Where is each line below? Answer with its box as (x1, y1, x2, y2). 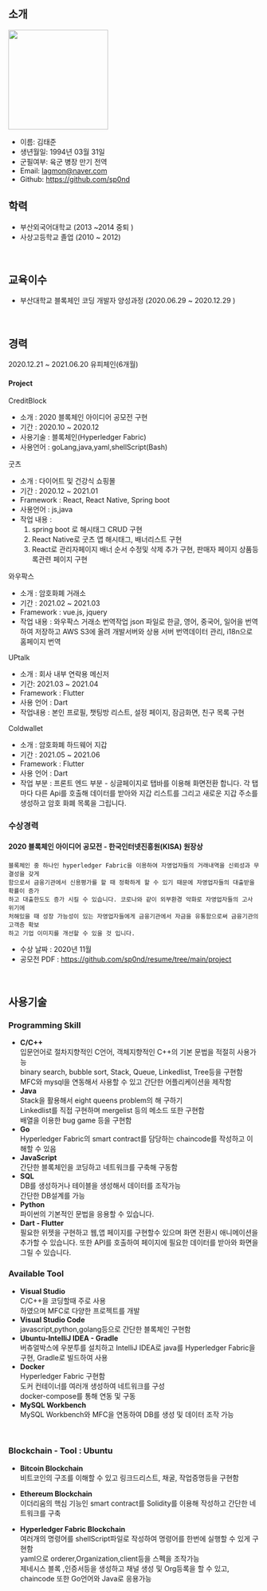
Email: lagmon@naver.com (19, 166, 108, 176)
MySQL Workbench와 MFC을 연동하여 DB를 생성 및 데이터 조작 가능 (19, 1409, 234, 1419)
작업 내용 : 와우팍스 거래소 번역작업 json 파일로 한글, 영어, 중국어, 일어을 (19, 617, 244, 626)
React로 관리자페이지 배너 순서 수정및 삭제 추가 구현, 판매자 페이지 (31, 545, 238, 555)
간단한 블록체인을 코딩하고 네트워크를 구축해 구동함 (19, 1163, 178, 1172)
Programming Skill (8, 1020, 81, 1031)
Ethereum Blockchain (19, 1489, 93, 1498)
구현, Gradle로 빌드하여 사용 (19, 1352, 108, 1362)
